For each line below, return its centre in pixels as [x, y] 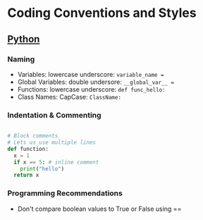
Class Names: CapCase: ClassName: [69, 97]
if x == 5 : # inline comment [56, 162]
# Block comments [33, 136]
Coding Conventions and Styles [102, 13]
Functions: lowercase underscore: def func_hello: [91, 89]
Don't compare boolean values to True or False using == [99, 209]
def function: [28, 149]
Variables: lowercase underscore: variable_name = [91, 74]
